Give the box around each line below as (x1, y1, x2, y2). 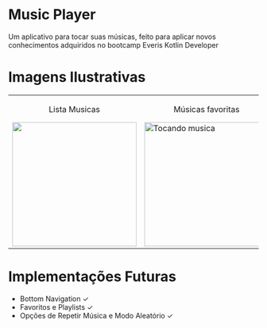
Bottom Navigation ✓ (19, 294, 89, 303)
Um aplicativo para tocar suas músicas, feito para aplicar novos (8, 32, 216, 41)
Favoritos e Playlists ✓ (19, 302, 94, 311)
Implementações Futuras (8, 268, 176, 286)
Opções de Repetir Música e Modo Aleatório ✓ (19, 311, 173, 320)
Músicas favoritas (173, 103, 240, 114)
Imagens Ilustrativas (8, 68, 146, 87)
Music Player (8, 6, 96, 24)
